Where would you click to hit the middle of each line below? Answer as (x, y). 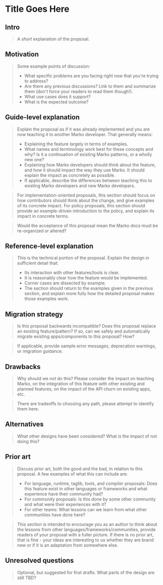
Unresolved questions (40, 561)
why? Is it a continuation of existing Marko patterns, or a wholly (88, 154)
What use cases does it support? (58, 96)
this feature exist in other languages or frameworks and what (86, 488)
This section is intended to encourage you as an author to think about (87, 524)
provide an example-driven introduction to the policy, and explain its (86, 211)
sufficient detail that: (38, 263)
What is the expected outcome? (57, 102)
